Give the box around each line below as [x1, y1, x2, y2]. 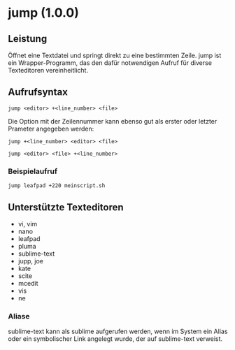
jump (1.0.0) [8, 5, 80, 21]
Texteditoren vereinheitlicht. [8, 66, 89, 74]
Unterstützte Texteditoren [8, 201, 124, 213]
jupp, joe [17, 256, 44, 265]
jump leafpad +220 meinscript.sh [8, 182, 106, 189]
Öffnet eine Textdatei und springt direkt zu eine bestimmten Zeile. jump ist [8, 51, 222, 59]
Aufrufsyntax [8, 86, 69, 99]
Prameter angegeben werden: [8, 124, 94, 133]
